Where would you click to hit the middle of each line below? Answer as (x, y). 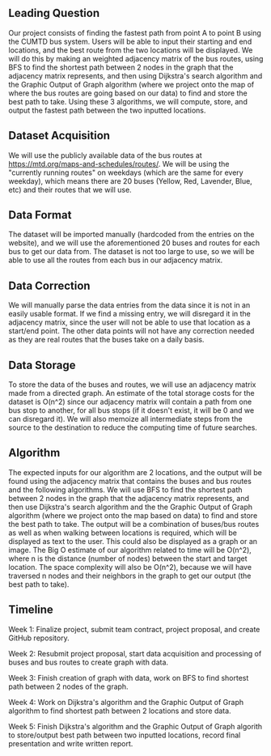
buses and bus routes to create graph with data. (88, 662)
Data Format (40, 215)
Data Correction (49, 285)
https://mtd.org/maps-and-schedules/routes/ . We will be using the (119, 164)
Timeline (31, 610)
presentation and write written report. (71, 743)
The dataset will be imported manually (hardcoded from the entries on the (131, 235)
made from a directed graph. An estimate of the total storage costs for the (131, 393)
